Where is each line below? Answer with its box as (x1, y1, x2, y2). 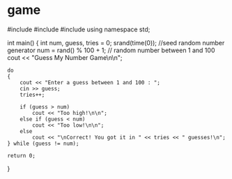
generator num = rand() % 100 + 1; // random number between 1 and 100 (7, 46, 215, 54)
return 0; (7, 152, 36, 159)
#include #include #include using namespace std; (7, 25, 150, 33)
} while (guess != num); (7, 140, 79, 147)
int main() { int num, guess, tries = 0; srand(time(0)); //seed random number (7, 38, 225, 47)
